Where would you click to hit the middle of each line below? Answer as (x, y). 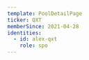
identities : (24, 33)
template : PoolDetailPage (44, 13)
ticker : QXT (24, 20)
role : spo (34, 46)
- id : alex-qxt (35, 39)
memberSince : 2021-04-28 (43, 26)
